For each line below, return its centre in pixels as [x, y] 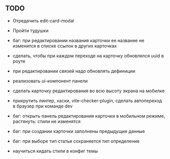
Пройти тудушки [30, 31]
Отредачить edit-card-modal [43, 20]
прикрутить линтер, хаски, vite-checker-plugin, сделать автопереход [87, 100]
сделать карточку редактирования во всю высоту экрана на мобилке [89, 91]
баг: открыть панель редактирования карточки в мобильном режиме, [89, 116]
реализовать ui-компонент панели [50, 81]
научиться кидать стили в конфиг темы [55, 151]
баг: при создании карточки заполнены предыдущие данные [79, 131]
